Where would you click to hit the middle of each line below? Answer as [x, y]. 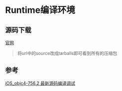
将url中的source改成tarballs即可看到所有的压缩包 [67, 53]
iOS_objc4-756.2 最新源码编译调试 [40, 83]
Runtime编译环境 [40, 10]
